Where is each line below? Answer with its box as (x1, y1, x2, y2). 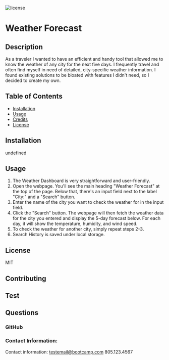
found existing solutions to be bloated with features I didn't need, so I (5, 72, 149, 78)
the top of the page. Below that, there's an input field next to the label (12, 189, 157, 195)
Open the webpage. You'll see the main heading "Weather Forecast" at (12, 183, 160, 189)
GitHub (5, 324, 23, 331)
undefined (5, 150, 27, 156)
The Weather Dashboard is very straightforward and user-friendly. (12, 177, 150, 184)
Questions (5, 308, 39, 317)
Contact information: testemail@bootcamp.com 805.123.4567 (5, 349, 133, 355)
